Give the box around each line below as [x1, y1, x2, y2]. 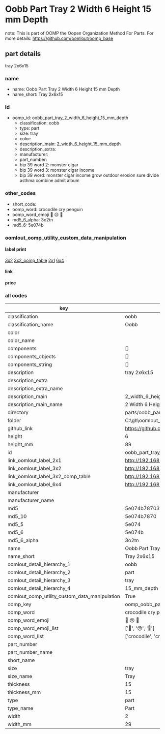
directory [7, 409, 28, 416]
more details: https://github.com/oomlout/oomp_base [5, 35, 113, 41]
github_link [7, 425, 33, 432]
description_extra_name [7, 385, 63, 392]
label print [5, 246, 27, 252]
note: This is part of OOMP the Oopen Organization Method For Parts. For [5, 30, 154, 36]
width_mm [7, 721, 32, 728]
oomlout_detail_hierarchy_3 [7, 577, 71, 584]
